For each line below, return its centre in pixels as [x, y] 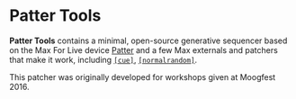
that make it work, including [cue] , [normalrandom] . [103, 59]
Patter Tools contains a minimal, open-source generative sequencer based [148, 40]
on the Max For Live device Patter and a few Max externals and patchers [144, 49]
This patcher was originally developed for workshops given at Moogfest [143, 76]
